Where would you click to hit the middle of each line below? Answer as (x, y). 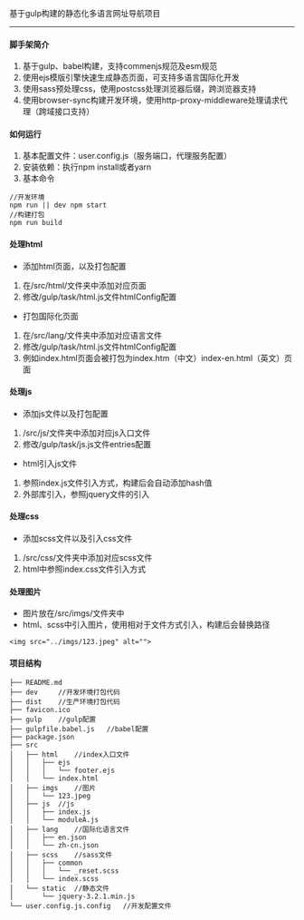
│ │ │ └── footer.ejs (62, 771)
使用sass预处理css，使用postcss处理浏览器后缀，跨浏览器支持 (139, 89)
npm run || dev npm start (58, 206)
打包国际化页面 (50, 316)
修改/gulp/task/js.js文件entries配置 (87, 444)
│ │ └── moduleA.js (54, 820)
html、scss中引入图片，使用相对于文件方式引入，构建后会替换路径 (146, 625)
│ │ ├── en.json (48, 837)
